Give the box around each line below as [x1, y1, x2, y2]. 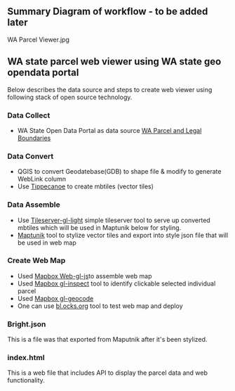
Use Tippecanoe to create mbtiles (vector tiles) [17, 182, 154, 191]
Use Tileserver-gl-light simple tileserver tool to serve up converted [17, 216, 210, 224]
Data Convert [7, 151, 54, 161]
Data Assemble [7, 200, 61, 210]
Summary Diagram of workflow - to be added [7, 6, 208, 18]
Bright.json [7, 319, 46, 329]
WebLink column [17, 175, 67, 184]
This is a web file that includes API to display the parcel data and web [7, 368, 208, 377]
